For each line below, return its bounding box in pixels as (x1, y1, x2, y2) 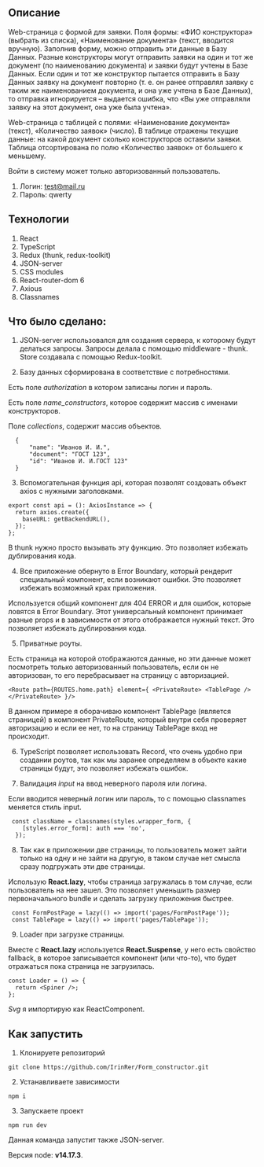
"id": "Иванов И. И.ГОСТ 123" (28, 458, 128, 466)
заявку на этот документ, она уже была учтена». (8, 102, 172, 112)
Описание (8, 6, 60, 20)
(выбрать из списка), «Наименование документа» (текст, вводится (8, 35, 234, 45)
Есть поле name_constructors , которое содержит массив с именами (8, 398, 238, 407)
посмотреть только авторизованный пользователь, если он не (8, 662, 219, 672)
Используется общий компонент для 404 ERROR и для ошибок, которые (8, 598, 251, 608)
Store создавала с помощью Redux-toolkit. (19, 352, 163, 362)
